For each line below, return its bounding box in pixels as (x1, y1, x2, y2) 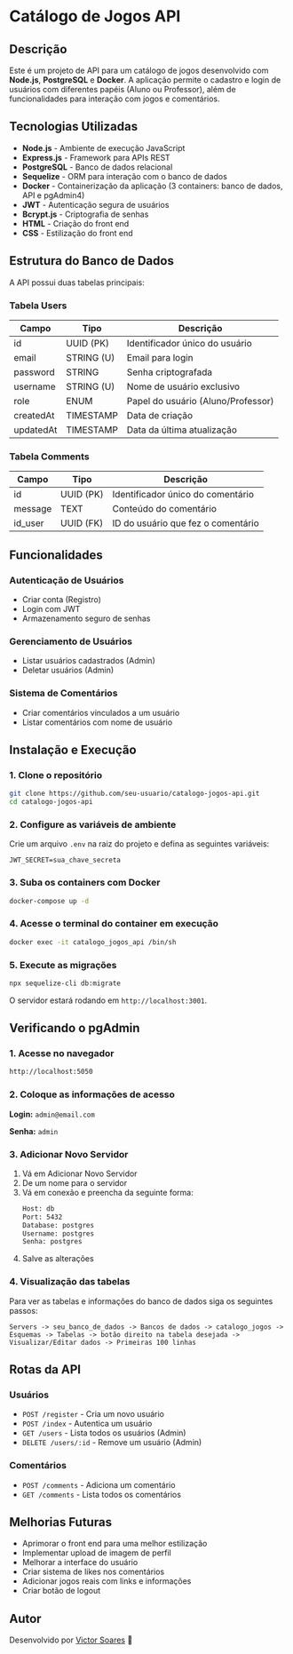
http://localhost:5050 (9, 1068, 93, 1077)
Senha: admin (9, 1125, 59, 1136)
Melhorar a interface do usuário (21, 1557, 139, 1568)
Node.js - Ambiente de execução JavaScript (21, 142, 186, 153)
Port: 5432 (21, 1213, 63, 1221)
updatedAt (13, 424, 58, 436)
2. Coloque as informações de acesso (9, 1088, 176, 1101)
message (13, 503, 52, 515)
